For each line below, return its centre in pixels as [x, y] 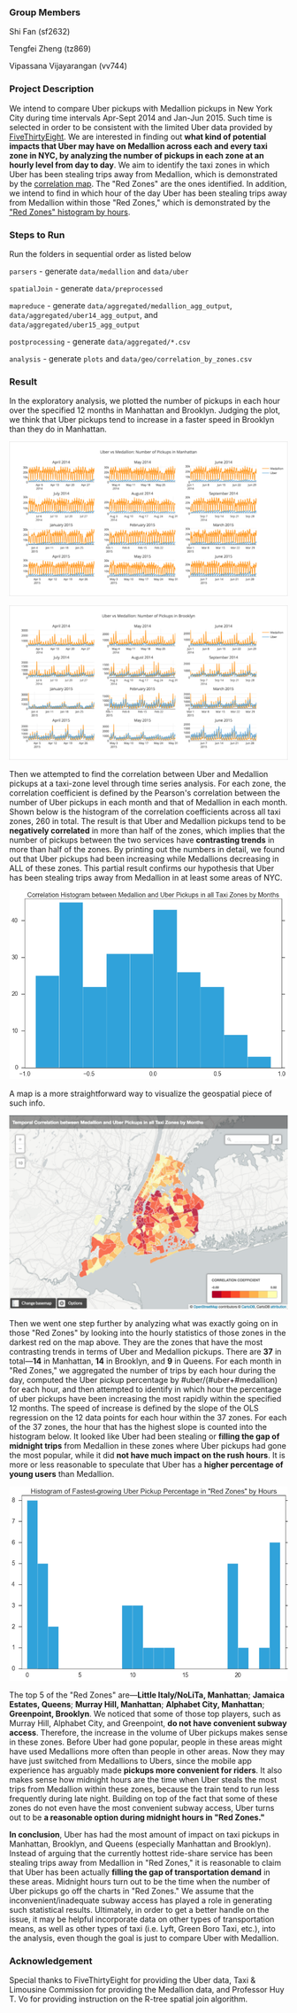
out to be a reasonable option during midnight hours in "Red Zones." [137, 1817]
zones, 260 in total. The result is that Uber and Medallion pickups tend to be [148, 821]
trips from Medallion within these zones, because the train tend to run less [145, 1789]
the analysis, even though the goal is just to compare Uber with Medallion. [144, 1938]
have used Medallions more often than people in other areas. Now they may [147, 1751]
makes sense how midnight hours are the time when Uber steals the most [143, 1779]
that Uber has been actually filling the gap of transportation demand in [140, 1872]
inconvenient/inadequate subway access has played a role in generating [141, 1900]
